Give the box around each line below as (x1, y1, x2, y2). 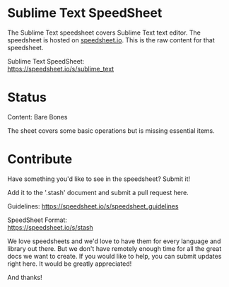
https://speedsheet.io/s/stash (7, 223, 93, 231)
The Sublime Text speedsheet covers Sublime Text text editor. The (7, 28, 201, 37)
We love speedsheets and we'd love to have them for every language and (7, 237, 221, 245)
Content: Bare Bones (7, 112, 68, 121)
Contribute (7, 151, 73, 168)
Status (7, 90, 47, 105)
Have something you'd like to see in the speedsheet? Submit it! (7, 175, 191, 183)
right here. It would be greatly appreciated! (7, 259, 132, 268)
